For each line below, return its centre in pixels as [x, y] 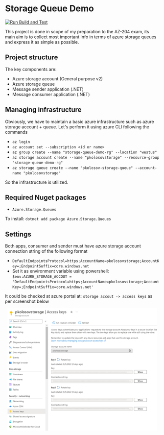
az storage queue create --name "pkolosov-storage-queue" [72, 168]
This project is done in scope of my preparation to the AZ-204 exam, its [77, 31]
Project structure [32, 58]
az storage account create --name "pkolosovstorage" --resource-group [86, 157]
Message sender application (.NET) [48, 89]
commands [16, 132]
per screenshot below [27, 301]
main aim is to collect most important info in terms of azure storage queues [81, 37]
